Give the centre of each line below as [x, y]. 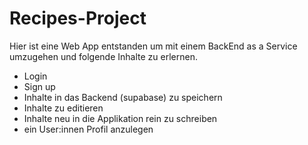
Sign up [39, 86]
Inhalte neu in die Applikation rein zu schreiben [120, 118]
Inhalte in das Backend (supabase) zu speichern [123, 97]
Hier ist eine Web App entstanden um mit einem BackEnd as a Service [153, 46]
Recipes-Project [78, 18]
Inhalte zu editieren [63, 108]
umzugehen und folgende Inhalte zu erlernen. [103, 56]
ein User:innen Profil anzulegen [88, 129]
